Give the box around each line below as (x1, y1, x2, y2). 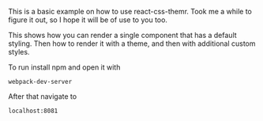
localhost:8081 (8, 107, 58, 115)
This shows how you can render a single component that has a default (8, 31, 237, 40)
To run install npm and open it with (8, 62, 121, 72)
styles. (8, 47, 30, 56)
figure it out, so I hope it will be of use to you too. (8, 15, 168, 25)
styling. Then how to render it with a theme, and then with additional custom (8, 39, 256, 48)
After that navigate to (8, 92, 77, 101)
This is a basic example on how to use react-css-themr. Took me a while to (8, 7, 253, 16)
